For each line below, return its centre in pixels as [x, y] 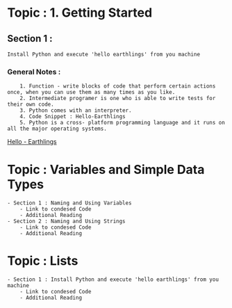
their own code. [31, 105]
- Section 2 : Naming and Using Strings [67, 221]
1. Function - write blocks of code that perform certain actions [118, 86]
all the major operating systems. [57, 129]
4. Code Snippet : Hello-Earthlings [73, 117]
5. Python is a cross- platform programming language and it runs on [123, 123]
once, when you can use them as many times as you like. [91, 92]
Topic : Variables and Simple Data [106, 170]
